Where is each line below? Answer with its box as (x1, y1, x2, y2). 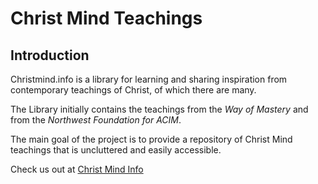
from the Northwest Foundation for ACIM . (10, 114, 182, 126)
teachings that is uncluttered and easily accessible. (10, 144, 222, 156)
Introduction (10, 47, 90, 64)
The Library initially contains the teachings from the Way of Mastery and (10, 103, 309, 115)
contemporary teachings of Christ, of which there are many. (10, 84, 257, 96)
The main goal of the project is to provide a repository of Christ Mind (10, 133, 293, 145)
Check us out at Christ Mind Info (10, 163, 144, 175)
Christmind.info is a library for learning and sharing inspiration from (10, 73, 288, 85)
